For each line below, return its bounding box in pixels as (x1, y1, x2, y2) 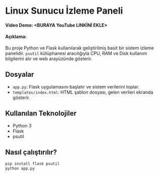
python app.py (5, 166, 35, 171)
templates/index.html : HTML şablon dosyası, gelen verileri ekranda (12, 89, 153, 95)
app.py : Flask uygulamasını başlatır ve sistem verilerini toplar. (12, 83, 140, 90)
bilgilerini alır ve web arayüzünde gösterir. (5, 56, 92, 62)
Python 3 (12, 122, 32, 128)
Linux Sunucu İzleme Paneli (5, 5, 123, 17)
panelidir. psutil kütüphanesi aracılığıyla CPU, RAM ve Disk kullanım (5, 50, 147, 56)
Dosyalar (5, 70, 34, 79)
